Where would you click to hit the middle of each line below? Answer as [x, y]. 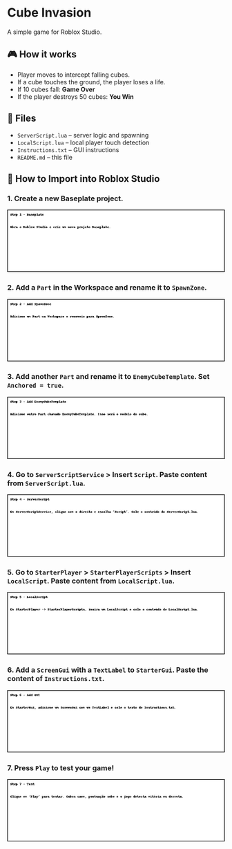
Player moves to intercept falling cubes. [73, 75]
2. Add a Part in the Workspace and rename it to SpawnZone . [107, 288]
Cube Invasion [49, 13]
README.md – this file [45, 157]
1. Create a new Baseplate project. [65, 198]
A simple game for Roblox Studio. [55, 32]
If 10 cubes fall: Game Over [56, 89]
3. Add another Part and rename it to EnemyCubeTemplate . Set [108, 377]
